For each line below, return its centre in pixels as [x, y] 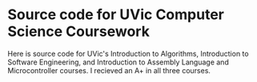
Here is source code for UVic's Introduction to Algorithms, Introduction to [128, 53]
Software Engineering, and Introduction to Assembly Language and [118, 62]
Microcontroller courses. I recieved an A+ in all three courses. [109, 70]
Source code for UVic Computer [116, 15]
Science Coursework [78, 31]
